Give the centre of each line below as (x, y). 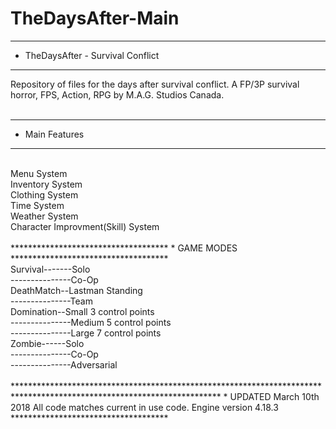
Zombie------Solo (47, 343)
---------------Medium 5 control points (91, 322)
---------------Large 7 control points (86, 333)
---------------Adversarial (64, 364)
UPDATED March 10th (274, 396)
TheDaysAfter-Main (95, 18)
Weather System (44, 216)
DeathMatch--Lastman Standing (76, 290)
